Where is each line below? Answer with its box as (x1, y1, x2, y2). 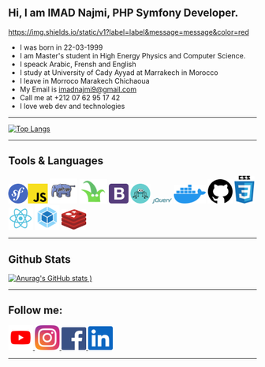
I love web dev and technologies (19, 101, 125, 110)
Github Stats (8, 253, 71, 266)
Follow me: (8, 304, 63, 317)
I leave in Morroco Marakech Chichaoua (19, 76, 150, 85)
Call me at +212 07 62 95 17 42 (19, 92, 121, 102)
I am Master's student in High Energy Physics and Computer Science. (19, 51, 246, 60)
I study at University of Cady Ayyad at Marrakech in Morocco (19, 67, 218, 77)
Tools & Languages (8, 154, 104, 168)
